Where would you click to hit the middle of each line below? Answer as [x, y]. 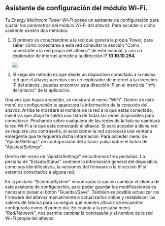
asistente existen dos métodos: [37, 30]
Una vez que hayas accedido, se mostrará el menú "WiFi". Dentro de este [80, 99]
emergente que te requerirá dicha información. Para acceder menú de [76, 136]
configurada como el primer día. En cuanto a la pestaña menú [68, 208]
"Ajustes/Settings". [24, 147]
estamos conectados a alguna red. [40, 172]
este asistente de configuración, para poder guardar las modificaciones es [81, 187]
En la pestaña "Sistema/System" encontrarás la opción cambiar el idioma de [82, 181]
